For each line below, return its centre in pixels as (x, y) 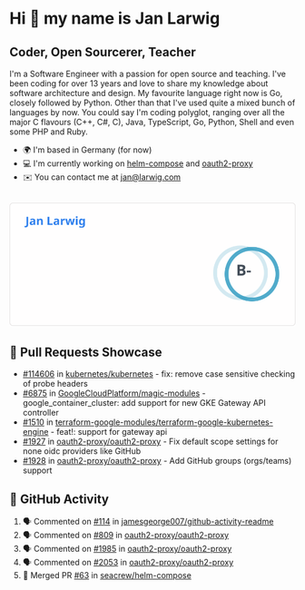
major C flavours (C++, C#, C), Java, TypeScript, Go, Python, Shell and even (152, 122)
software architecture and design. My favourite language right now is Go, (146, 93)
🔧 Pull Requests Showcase (86, 352)
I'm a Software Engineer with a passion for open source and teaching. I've (148, 74)
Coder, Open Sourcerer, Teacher (103, 52)
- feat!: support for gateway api (109, 432)
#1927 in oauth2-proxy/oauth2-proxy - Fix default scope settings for (150, 442)
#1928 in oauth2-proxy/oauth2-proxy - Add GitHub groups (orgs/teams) (157, 461)
